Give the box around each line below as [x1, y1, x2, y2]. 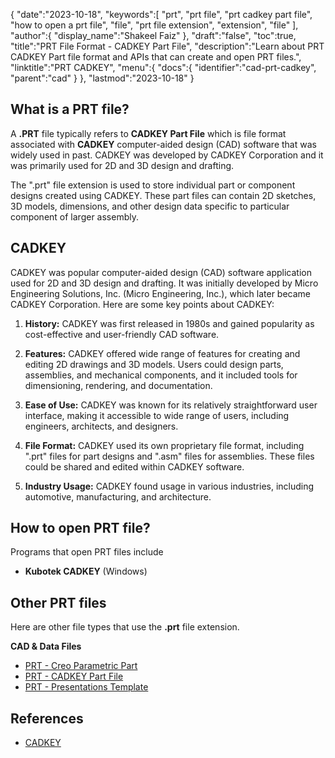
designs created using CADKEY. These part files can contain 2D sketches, [10, 189, 317, 201]
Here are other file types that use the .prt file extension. [10, 621, 240, 633]
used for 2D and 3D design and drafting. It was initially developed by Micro [10, 277, 319, 289]
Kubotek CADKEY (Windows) [24, 565, 148, 578]
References [10, 710, 84, 727]
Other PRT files [10, 594, 107, 611]
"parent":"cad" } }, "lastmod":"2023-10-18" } [10, 72, 195, 84]
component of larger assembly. [10, 210, 139, 223]
